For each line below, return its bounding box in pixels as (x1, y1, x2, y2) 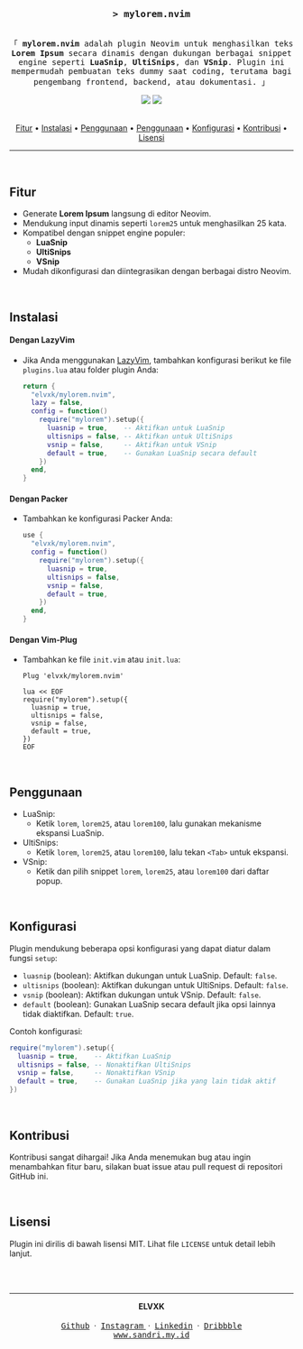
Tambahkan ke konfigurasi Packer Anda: (22, 513, 173, 524)
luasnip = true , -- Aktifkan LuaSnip (17, 1051, 171, 1060)
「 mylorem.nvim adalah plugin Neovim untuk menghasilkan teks (9, 39, 294, 49)
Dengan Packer (9, 493, 69, 504)
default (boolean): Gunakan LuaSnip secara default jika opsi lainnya (22, 998, 277, 1009)
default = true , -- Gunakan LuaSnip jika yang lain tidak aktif (17, 1077, 277, 1086)
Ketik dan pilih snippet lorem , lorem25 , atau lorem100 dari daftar (35, 866, 270, 877)
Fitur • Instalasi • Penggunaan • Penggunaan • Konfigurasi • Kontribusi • (15, 123, 288, 133)
